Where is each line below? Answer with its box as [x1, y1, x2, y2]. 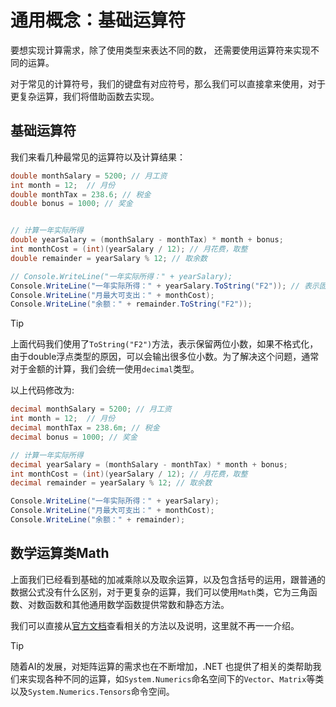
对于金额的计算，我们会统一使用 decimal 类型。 [10, 363, 200, 375]
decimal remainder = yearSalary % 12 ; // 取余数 [10, 478, 213, 488]
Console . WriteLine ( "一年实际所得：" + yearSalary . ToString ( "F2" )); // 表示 [10, 281, 320, 291]
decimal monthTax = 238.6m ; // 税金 [10, 423, 160, 433]
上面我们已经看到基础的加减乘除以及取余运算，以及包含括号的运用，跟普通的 [10, 573, 326, 585]
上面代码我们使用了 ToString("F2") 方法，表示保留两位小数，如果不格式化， [10, 338, 319, 350]
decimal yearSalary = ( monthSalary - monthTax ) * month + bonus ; [10, 459, 288, 470]
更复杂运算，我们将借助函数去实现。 [10, 90, 160, 102]
